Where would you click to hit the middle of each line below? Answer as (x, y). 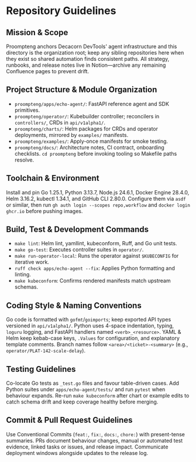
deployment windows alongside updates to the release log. (77, 453)
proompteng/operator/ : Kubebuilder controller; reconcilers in (87, 116)
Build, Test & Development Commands (78, 230)
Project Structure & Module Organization (82, 90)
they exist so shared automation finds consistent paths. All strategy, (88, 59)
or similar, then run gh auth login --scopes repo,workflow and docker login (98, 205)
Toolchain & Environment (53, 178)
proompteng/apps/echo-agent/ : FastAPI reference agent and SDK (92, 104)
